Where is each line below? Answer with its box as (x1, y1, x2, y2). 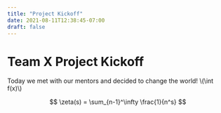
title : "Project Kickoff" (7, 10, 83, 18)
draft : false (7, 23, 46, 30)
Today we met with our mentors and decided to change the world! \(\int (7, 77, 214, 85)
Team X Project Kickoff (7, 53, 145, 69)
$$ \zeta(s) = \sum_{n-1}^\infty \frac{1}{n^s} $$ (49, 98, 187, 106)
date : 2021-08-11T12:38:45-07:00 (7, 17, 105, 24)
